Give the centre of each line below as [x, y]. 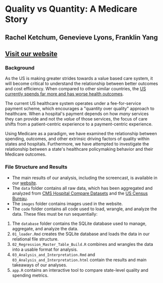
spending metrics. [30, 275]
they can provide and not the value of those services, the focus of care [76, 119]
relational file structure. [35, 239]
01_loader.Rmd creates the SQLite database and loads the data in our [81, 234]
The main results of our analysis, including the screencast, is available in [85, 178]
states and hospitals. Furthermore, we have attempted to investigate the [77, 144]
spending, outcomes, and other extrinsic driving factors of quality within [77, 139]
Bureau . [20, 198]
